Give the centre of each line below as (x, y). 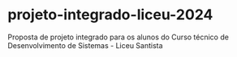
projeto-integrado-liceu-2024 (110, 15)
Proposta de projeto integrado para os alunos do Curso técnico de (118, 37)
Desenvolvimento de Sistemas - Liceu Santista (85, 45)
